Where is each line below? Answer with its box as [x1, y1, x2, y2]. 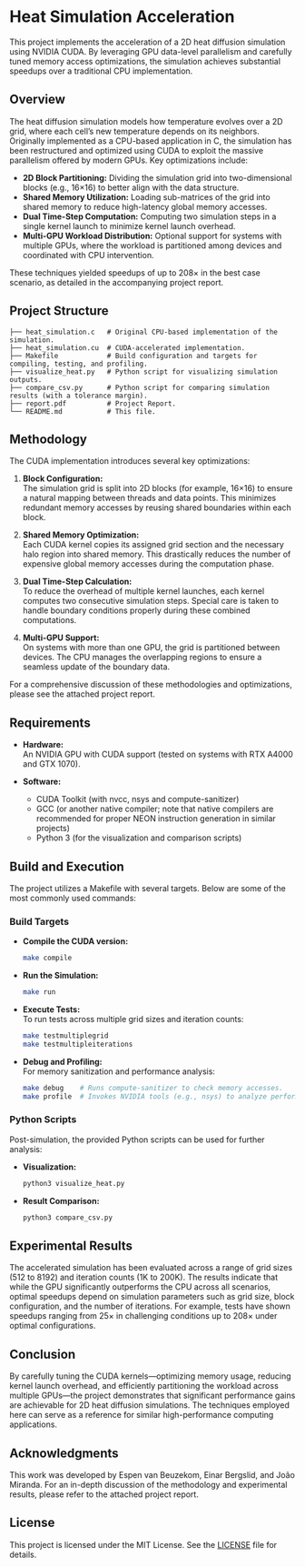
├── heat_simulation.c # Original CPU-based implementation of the [9, 327, 279, 337]
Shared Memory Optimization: [22, 529, 140, 540]
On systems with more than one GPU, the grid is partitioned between [22, 642, 280, 653]
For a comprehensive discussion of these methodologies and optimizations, [9, 679, 292, 690]
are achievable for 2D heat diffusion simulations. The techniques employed [9, 1400, 290, 1411]
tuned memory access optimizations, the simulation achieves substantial [9, 55, 281, 66]
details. [9, 1549, 37, 1560]
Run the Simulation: [22, 970, 99, 981]
